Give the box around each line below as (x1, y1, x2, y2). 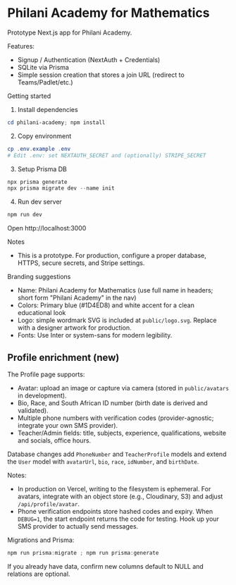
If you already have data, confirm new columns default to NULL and (7, 562, 204, 570)
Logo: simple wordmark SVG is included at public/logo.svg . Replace (17, 316, 217, 325)
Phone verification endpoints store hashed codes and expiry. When (17, 507, 213, 515)
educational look (17, 309, 66, 317)
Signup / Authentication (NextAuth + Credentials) (17, 55, 161, 64)
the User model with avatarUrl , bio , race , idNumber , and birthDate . (7, 457, 199, 466)
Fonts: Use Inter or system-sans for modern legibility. (17, 331, 173, 340)
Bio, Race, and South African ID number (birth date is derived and (17, 399, 208, 407)
